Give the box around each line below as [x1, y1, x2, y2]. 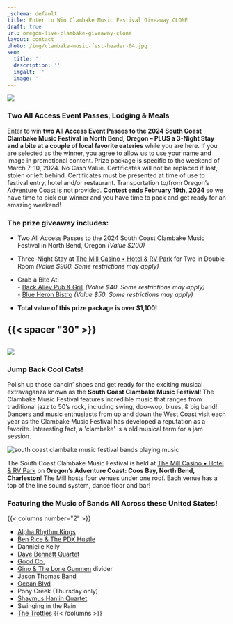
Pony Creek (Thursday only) [17, 587, 99, 595]
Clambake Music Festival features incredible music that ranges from [7, 395, 202, 403]
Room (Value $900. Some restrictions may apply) [17, 262, 159, 270]
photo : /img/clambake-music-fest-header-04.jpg [7, 42, 148, 49]
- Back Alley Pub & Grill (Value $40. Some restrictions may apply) [17, 282, 205, 291]
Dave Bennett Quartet [17, 550, 80, 559]
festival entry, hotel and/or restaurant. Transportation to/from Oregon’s [7, 178, 210, 186]
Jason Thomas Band [17, 572, 77, 581]
